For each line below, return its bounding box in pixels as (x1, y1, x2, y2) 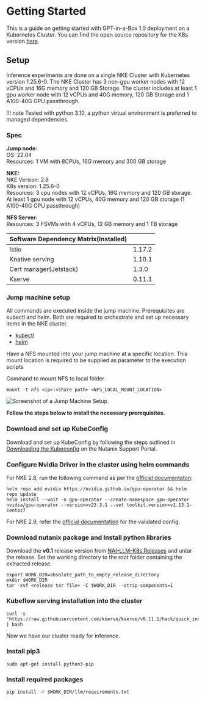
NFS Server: (6, 214, 38, 221)
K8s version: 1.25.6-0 (6, 183, 60, 190)
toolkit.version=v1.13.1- (126, 502, 192, 508)
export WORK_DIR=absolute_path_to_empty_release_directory (6, 572, 160, 578)
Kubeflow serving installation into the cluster (6, 597, 143, 605)
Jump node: (6, 145, 38, 152)
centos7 (6, 507, 26, 514)
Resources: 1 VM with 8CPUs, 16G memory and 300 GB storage (6, 158, 167, 165)
